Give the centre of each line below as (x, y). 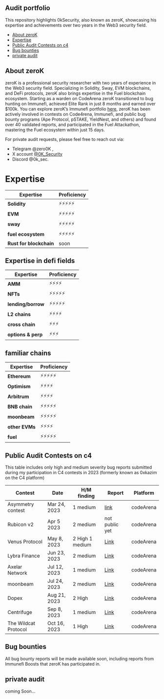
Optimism (19, 386)
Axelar (15, 567)
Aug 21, (56, 595)
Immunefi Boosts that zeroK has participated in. (53, 664)
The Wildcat (21, 623)
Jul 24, (55, 581)
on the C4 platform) (25, 478)
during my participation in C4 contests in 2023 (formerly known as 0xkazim (81, 472)
